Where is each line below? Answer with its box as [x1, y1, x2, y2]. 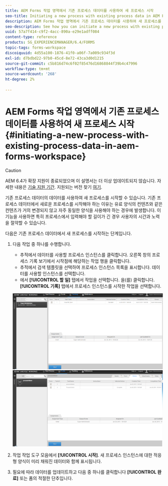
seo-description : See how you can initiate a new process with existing [5, 24, 160, 29]
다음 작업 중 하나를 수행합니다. [12, 241, 71, 247]
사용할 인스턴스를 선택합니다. [29, 270, 86, 276]
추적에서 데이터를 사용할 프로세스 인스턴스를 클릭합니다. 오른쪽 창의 [19, 251, 151, 258]
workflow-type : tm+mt [5, 66, 50, 71]
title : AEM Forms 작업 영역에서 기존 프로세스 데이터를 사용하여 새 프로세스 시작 [5, 8, 154, 13]
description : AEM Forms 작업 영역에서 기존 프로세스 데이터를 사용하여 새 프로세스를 [5, 19, 161, 24]
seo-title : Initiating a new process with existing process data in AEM [5, 13, 160, 19]
